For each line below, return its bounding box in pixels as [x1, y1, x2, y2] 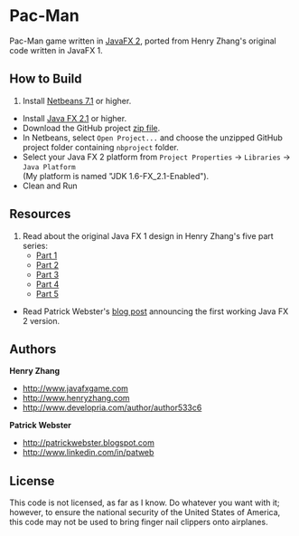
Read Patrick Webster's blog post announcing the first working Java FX [22, 305, 289, 317]
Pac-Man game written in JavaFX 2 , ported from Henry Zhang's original [9, 35, 277, 46]
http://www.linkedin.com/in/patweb [22, 447, 154, 458]
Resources [9, 206, 71, 222]
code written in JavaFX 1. [9, 44, 104, 55]
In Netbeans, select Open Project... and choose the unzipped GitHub [22, 132, 283, 143]
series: [22, 240, 48, 251]
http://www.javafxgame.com [22, 383, 129, 394]
